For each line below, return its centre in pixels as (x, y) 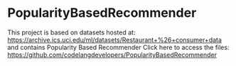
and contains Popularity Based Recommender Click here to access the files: (118, 47)
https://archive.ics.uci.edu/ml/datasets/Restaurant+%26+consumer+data (115, 39)
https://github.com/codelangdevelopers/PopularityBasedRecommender (112, 55)
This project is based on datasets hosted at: (71, 32)
